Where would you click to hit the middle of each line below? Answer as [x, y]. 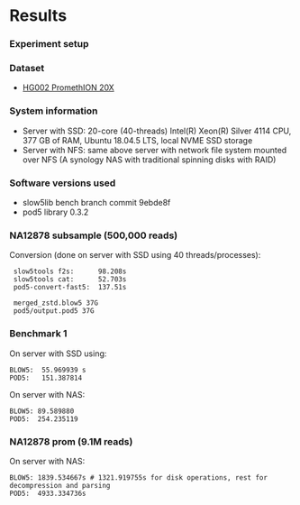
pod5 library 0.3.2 [55, 212]
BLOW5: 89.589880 [42, 411]
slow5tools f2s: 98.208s [70, 271]
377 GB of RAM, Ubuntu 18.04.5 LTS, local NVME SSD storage [137, 140]
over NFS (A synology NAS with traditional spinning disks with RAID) [149, 160]
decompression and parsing [60, 485]
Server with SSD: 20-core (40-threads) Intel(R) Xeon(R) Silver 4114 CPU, [157, 131]
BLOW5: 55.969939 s [48, 370]
